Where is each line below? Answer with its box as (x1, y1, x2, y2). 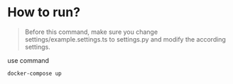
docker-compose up (7, 70, 62, 77)
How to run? (7, 4, 80, 20)
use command (7, 56, 50, 64)
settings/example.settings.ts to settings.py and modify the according (24, 35, 226, 43)
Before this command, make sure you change (24, 28, 158, 36)
